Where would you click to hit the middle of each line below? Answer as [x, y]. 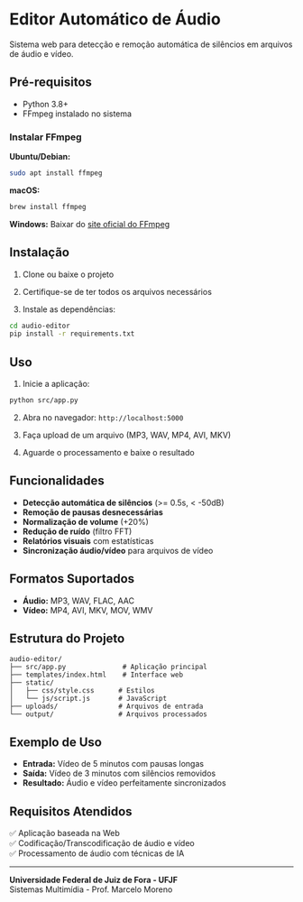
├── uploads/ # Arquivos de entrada [106, 707]
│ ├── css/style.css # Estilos [82, 691]
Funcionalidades [57, 481]
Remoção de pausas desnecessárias [93, 512]
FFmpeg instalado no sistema [77, 114]
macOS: [25, 190]
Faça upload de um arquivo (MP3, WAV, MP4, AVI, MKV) [127, 435]
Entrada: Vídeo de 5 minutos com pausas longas [113, 764]
